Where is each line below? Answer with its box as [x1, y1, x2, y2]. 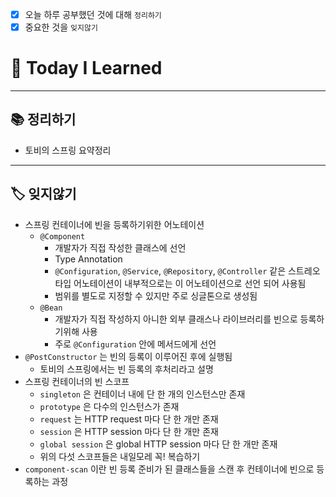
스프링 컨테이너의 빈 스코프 [24, 375, 130, 387]
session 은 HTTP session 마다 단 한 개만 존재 [39, 425, 219, 437]
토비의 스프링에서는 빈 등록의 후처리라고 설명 [39, 363, 214, 375]
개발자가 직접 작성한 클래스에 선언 [54, 241, 187, 253]
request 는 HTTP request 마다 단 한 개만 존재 [39, 413, 219, 425]
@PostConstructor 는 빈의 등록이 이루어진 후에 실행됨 [24, 350, 233, 362]
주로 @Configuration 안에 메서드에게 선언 [54, 338, 217, 350]
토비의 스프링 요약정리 [24, 144, 112, 156]
